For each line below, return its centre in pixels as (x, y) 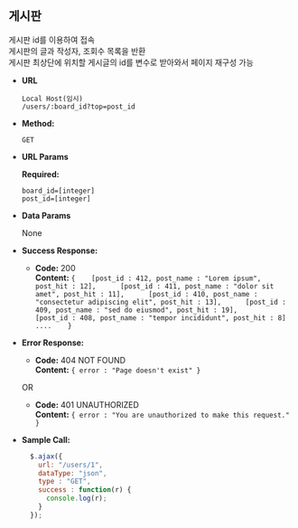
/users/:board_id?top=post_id (79, 107)
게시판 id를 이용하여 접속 (52, 40)
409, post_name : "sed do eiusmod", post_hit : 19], (136, 310)
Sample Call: (46, 439)
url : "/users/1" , (71, 465)
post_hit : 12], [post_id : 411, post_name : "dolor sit (154, 286)
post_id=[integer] (56, 198)
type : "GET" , (65, 482)
